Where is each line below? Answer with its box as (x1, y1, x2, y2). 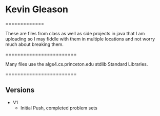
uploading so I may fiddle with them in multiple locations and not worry (5, 36, 155, 42)
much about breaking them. (5, 41, 64, 47)
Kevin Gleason (5, 4, 68, 15)
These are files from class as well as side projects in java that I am (5, 30, 145, 36)
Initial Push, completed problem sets (20, 105, 97, 111)
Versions (5, 86, 35, 95)
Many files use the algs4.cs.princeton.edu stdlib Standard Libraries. (5, 61, 148, 67)
